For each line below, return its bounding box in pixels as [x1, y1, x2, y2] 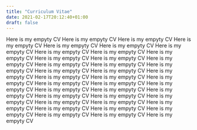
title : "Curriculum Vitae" [6, 8, 73, 15]
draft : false [6, 19, 38, 25]
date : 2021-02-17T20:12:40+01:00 [6, 14, 88, 20]
